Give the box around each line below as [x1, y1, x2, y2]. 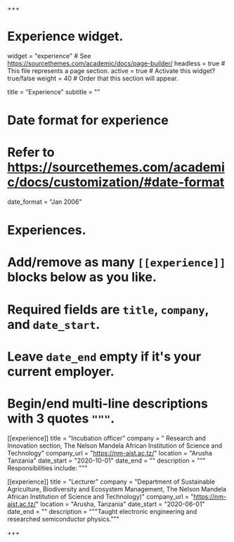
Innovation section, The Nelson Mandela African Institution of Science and [7, 441, 223, 450]
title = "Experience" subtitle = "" [7, 87, 100, 96]
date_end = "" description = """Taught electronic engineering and [7, 507, 197, 515]
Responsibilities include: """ [7, 463, 88, 472]
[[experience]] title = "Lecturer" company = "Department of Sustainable [7, 477, 216, 486]
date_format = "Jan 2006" [7, 198, 82, 206]
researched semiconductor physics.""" [7, 515, 119, 523]
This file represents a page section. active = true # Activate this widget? [7, 66, 216, 75]
